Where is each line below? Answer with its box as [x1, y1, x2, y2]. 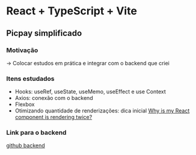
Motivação [6, 46, 38, 54]
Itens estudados [6, 74, 55, 83]
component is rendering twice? [14, 114, 93, 121]
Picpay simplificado [6, 28, 82, 38]
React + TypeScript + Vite [6, 4, 137, 18]
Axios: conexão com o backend [14, 95, 93, 102]
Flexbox [14, 101, 35, 108]
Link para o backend [6, 129, 67, 137]
